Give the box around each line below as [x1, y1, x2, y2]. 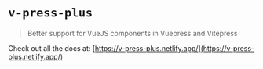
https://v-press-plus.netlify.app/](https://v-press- [94, 43, 255, 53]
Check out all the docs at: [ [8, 43, 96, 53]
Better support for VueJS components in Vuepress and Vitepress [27, 28, 238, 38]
